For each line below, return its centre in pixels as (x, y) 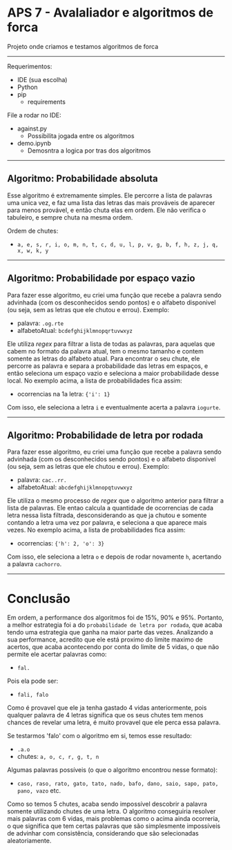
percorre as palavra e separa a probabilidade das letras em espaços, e (108, 366)
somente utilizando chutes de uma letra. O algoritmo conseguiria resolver (112, 811)
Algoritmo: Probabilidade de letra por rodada (105, 435)
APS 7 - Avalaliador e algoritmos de (110, 13)
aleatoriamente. (29, 841)
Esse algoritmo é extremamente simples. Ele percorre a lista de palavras (110, 195)
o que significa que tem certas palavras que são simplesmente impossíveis (114, 826)
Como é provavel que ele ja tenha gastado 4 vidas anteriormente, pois (107, 708)
